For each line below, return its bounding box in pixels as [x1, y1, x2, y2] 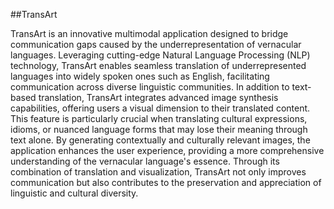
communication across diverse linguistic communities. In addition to [10, 81, 290, 93]
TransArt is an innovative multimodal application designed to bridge [10, 28, 289, 39]
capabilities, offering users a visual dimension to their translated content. [10, 102, 311, 114]
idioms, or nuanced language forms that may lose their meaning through [10, 124, 308, 135]
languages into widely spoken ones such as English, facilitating [10, 70, 270, 82]
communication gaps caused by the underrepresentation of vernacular [10, 39, 302, 50]
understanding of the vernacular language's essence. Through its [10, 155, 280, 167]
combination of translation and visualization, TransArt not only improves [10, 166, 307, 178]
